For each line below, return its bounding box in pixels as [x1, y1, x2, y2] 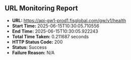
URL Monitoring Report [5, 4, 79, 13]
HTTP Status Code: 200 [12, 39, 63, 45]
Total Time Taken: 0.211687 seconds [12, 33, 89, 39]
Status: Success [12, 44, 47, 50]
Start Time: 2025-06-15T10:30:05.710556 [12, 23, 99, 29]
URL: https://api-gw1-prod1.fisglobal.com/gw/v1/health [12, 17, 126, 23]
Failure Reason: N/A [12, 49, 55, 55]
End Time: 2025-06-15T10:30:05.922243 [12, 28, 99, 34]
